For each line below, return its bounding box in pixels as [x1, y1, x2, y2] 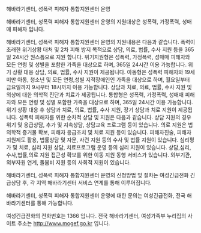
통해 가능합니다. [37, 199, 74, 207]
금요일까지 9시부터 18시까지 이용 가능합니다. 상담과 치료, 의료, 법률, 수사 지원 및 [6, 84, 192, 90]
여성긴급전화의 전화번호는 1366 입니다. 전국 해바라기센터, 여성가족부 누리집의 [6, 213, 187, 219]
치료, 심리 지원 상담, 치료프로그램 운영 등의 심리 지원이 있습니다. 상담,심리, [19, 144, 191, 151]
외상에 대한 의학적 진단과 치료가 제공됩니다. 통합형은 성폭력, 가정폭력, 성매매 [6, 91, 184, 98]
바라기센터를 [6, 199, 36, 207]
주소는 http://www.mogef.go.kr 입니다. [17, 220, 110, 227]
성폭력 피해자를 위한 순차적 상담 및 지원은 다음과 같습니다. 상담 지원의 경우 [19, 114, 192, 120]
